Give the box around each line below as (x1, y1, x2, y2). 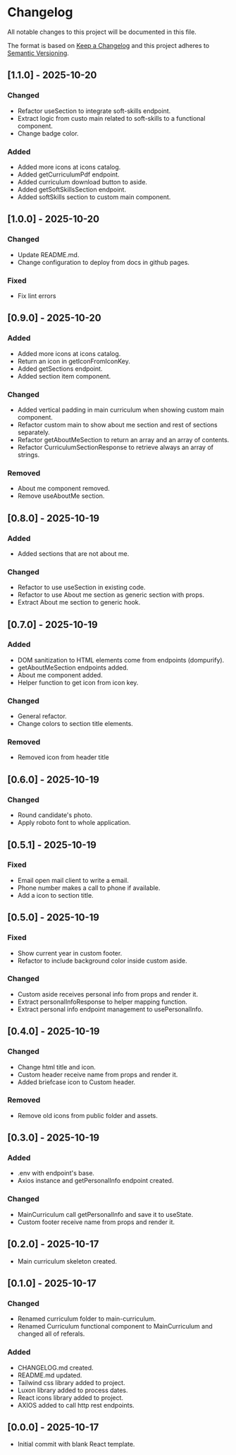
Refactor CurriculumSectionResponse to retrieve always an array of (17, 443, 213, 451)
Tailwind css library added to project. (17, 1378, 125, 1386)
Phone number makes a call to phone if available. (17, 884, 161, 892)
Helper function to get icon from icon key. (17, 678, 139, 687)
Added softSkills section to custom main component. (17, 192, 171, 201)
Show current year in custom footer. (17, 949, 123, 957)
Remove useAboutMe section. (17, 492, 105, 500)
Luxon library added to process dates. (17, 1386, 128, 1394)
